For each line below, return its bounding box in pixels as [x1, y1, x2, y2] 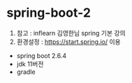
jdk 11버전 [16, 59, 44, 68]
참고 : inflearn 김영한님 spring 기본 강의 [16, 29, 126, 37]
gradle [16, 68, 36, 76]
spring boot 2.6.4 [16, 51, 67, 60]
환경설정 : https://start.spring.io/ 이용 [16, 37, 121, 46]
